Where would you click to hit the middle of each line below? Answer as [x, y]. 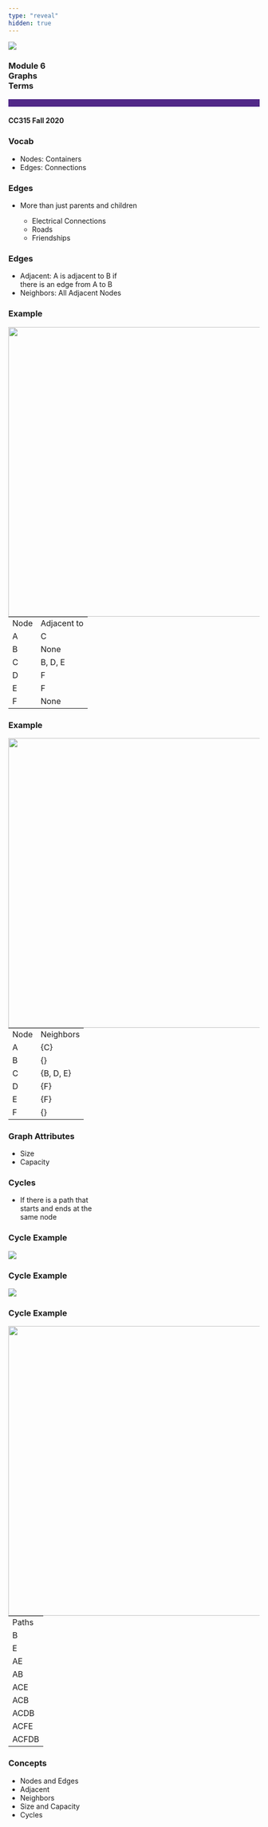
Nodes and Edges [49, 1781]
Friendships [51, 237]
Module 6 [27, 66]
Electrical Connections [69, 221]
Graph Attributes [41, 1136]
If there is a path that [54, 1200]
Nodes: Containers [51, 159]
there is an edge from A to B [66, 285]
